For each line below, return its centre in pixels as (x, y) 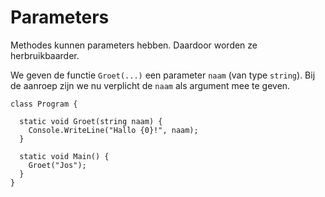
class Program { (44, 104)
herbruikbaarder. (45, 55)
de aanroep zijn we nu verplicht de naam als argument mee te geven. (150, 85)
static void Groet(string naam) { (91, 121)
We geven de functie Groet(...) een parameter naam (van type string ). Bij (163, 75)
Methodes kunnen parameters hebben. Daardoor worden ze (134, 45)
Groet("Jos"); (57, 165)
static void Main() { (64, 156)
